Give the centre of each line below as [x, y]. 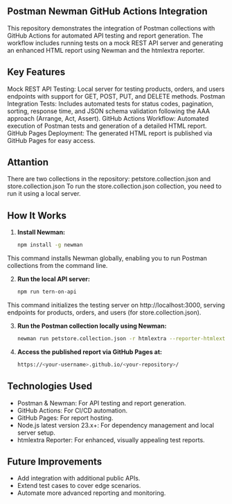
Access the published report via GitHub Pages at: [90, 352]
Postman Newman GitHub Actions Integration [107, 11]
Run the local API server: [53, 279]
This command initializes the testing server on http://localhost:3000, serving [116, 305]
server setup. [36, 432]
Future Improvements [55, 461]
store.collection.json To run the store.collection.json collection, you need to [114, 186]
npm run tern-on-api [47, 292]
